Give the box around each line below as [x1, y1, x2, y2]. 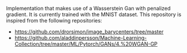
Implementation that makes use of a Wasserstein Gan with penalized [6, 5, 171, 12]
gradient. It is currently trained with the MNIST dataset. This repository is [6, 11, 182, 18]
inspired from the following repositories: [6, 17, 102, 24]
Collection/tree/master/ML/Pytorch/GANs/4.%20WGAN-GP [14, 40, 158, 47]
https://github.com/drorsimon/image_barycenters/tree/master [14, 28, 164, 35]
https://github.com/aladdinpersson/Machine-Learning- [14, 35, 147, 41]
